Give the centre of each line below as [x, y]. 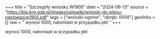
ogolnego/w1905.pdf [26, 17]
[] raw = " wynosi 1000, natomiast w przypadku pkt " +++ [63, 22]
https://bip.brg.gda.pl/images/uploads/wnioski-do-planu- [65, 12]
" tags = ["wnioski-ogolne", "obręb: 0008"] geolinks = [101, 17]
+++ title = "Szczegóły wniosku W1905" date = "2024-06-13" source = [77, 7]
